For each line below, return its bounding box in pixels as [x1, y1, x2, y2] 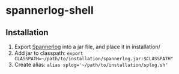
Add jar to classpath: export [14, 50, 83, 57]
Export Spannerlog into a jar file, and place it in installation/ [14, 43, 160, 50]
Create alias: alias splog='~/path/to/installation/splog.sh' [14, 61, 168, 68]
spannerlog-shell [5, 4, 94, 17]
